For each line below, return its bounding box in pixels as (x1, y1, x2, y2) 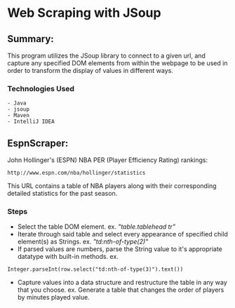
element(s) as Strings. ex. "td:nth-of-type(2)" (17, 237, 149, 246)
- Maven (7, 112, 30, 119)
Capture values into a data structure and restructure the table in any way (17, 279, 228, 287)
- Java (7, 100, 27, 107)
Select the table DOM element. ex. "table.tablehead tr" (17, 222, 175, 231)
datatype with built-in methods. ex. (17, 253, 119, 261)
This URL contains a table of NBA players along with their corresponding (7, 182, 217, 190)
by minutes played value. (17, 293, 90, 302)
